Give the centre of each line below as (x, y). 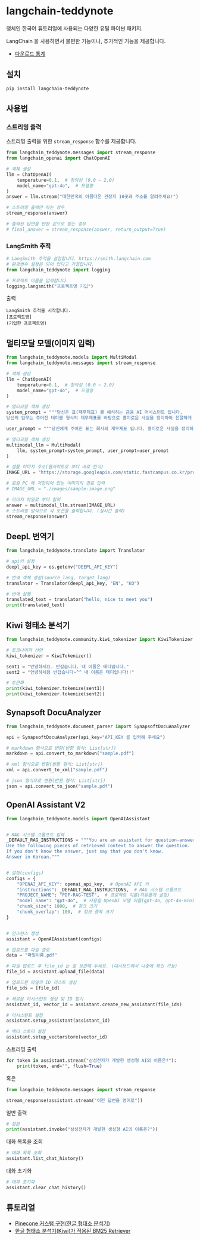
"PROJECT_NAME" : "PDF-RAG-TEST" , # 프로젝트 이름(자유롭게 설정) (93, 895)
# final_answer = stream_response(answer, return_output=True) (86, 229)
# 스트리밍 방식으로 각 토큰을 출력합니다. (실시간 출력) (66, 511)
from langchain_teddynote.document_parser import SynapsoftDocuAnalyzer (98, 726)
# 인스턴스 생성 (23, 933)
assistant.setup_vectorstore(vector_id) (57, 1037)
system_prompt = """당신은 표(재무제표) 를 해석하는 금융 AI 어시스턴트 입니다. (94, 413)
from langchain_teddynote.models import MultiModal (71, 358)
